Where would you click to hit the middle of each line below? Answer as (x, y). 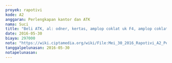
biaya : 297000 (20, 39)
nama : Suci (17, 24)
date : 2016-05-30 (24, 34)
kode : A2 (15, 15)
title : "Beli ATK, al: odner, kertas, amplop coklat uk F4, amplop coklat (87, 29)
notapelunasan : (21, 52)
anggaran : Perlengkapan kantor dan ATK (48, 19)
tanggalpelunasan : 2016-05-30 (38, 48)
